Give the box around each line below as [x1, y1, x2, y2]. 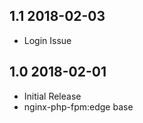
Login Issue [23, 34, 72, 46]
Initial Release [23, 90, 82, 102]
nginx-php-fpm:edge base [23, 100, 134, 113]
